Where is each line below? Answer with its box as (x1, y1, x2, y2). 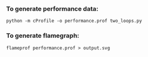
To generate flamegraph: (6, 32, 80, 40)
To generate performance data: (6, 5, 99, 13)
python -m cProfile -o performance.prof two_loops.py (6, 18, 143, 24)
